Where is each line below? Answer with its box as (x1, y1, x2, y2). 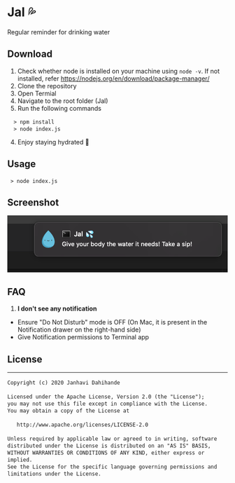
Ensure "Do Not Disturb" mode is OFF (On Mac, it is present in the (17, 318, 208, 327)
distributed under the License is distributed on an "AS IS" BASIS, (7, 442, 211, 449)
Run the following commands (17, 104, 101, 112)
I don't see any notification (17, 304, 97, 313)
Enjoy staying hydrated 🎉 (17, 137, 90, 146)
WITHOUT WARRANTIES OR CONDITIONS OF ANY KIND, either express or (7, 449, 205, 456)
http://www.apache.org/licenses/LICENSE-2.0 (16, 421, 149, 428)
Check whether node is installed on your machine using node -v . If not (17, 67, 220, 75)
